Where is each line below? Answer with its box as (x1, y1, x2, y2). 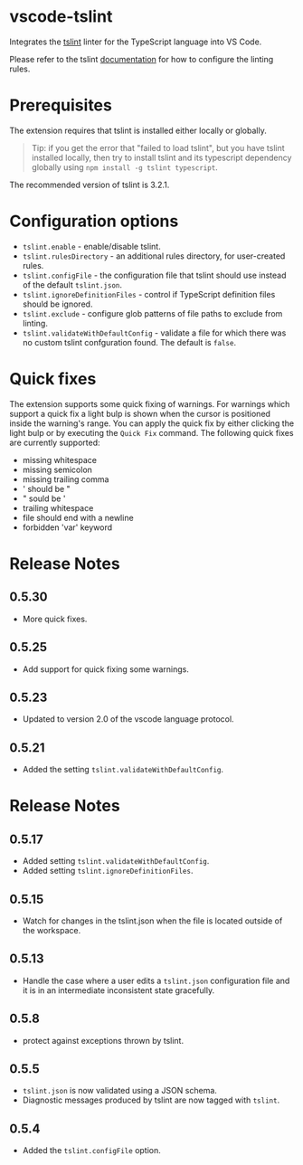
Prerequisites (9, 95, 113, 116)
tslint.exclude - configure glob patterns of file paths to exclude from (22, 308, 283, 318)
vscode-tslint (9, 6, 113, 27)
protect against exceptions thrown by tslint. (22, 1035, 184, 1046)
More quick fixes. (22, 613, 88, 624)
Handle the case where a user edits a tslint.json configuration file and (22, 975, 290, 986)
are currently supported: (9, 437, 100, 448)
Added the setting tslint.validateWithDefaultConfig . (22, 764, 224, 775)
